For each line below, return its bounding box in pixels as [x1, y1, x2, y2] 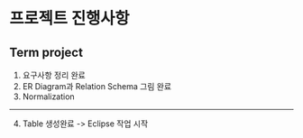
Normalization [22, 91, 75, 102]
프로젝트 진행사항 [9, 8, 130, 29]
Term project [9, 44, 84, 60]
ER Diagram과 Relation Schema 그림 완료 [22, 81, 172, 91]
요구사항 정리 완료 [22, 69, 86, 80]
